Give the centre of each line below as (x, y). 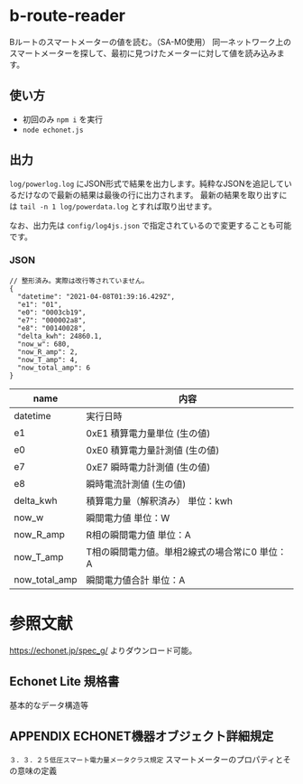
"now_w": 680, (44, 344)
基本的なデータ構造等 (49, 705)
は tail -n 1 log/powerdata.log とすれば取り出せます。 (113, 206)
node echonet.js (53, 130)
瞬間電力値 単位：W (128, 518)
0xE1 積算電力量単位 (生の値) (148, 433)
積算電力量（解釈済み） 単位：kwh (159, 500)
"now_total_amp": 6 (54, 368)
